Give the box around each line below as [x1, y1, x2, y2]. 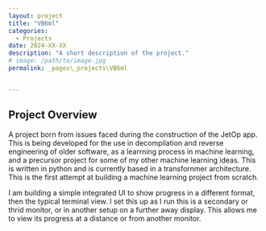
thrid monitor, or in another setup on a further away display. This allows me [8, 204, 258, 214]
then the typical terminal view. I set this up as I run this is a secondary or [8, 196, 248, 206]
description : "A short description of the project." [8, 49, 189, 57]
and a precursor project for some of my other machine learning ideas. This [8, 155, 256, 165]
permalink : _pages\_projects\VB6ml [8, 64, 128, 72]
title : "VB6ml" [8, 19, 60, 27]
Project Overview [8, 108, 98, 122]
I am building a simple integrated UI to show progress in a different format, [8, 188, 256, 197]
